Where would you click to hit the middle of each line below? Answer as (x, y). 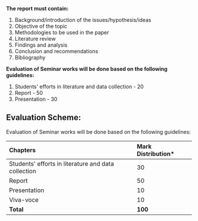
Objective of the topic (41, 26)
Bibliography (30, 57)
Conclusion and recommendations (56, 51)
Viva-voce (24, 200)
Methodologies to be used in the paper (62, 32)
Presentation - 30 (36, 99)
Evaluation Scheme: (44, 118)
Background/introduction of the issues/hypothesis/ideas (83, 20)
